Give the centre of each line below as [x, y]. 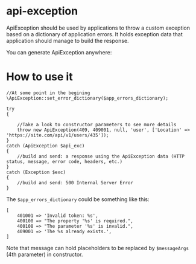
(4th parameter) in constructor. [45, 254]
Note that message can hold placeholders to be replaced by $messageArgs [97, 248]
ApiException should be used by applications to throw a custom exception [98, 28]
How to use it [40, 77]
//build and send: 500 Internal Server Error [75, 182]
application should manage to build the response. [68, 40]
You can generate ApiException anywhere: [59, 52]
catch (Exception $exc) [36, 172]
